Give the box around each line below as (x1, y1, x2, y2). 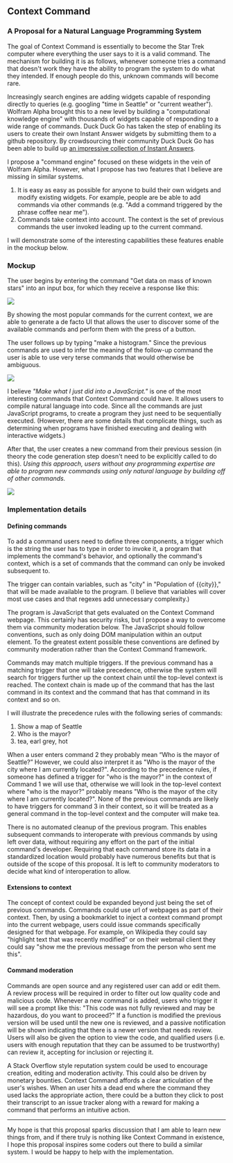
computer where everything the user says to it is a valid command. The (7, 49, 211, 58)
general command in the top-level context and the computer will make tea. (7, 810, 221, 818)
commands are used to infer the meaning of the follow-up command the (7, 346, 214, 354)
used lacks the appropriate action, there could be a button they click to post (7, 1091, 224, 1099)
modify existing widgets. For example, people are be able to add (17, 193, 201, 201)
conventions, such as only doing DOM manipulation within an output (7, 631, 202, 639)
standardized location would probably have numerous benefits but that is (7, 853, 216, 861)
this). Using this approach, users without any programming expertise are (7, 459, 216, 468)
